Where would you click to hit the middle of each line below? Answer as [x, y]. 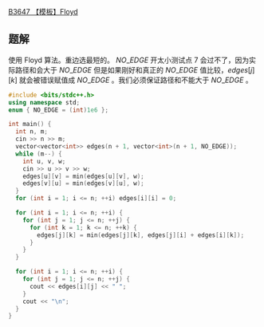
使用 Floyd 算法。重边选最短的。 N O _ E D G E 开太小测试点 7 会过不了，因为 [129, 60]
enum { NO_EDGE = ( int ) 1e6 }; [59, 110]
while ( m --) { [39, 154]
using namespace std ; [44, 102]
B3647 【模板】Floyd [43, 12]
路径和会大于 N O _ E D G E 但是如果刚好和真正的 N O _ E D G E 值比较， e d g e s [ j [134, 69]
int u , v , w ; [44, 161]
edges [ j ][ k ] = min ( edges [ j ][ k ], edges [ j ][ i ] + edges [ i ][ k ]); [141, 235]
